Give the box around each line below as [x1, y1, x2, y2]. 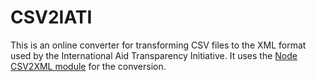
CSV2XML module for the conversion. [10, 60, 167, 72]
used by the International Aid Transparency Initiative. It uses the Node [10, 49, 298, 61]
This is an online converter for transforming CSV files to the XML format [10, 39, 307, 51]
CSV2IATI [10, 6, 93, 29]
